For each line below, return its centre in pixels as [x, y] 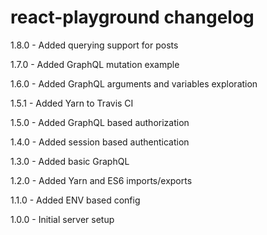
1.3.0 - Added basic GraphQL [70, 161]
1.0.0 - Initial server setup [62, 219]
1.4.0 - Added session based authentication [100, 142]
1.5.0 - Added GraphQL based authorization [100, 122]
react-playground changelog [132, 17]
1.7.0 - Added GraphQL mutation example [95, 64]
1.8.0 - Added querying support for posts [94, 45]
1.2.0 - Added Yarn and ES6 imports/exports [101, 180]
